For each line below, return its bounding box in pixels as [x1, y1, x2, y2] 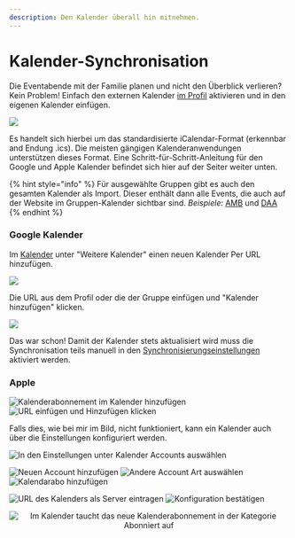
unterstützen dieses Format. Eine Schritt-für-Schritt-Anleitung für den [9, 152, 263, 162]
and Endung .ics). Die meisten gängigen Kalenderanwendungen [9, 143, 242, 153]
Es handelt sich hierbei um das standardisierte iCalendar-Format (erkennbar [9, 133, 286, 144]
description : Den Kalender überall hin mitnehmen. [9, 12, 200, 22]
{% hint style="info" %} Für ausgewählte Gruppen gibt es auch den [9, 178, 255, 189]
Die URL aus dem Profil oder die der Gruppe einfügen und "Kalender [9, 292, 260, 302]
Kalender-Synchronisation [9, 51, 209, 71]
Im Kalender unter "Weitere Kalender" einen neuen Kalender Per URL [9, 249, 261, 260]
